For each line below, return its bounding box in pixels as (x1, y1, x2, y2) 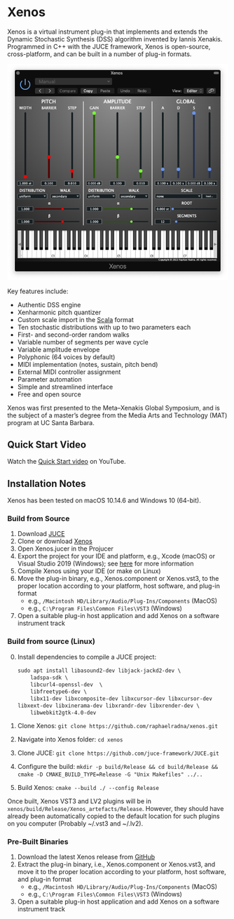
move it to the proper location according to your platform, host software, (17, 868, 226, 876)
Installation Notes (7, 478, 86, 490)
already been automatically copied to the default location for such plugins (7, 812, 220, 820)
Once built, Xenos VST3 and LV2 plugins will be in (7, 797, 152, 805)
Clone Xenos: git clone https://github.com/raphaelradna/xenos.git (17, 721, 219, 730)
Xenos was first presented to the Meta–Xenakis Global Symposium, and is (7, 403, 221, 412)
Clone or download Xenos (17, 537, 92, 546)
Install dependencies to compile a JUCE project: (17, 652, 156, 661)
